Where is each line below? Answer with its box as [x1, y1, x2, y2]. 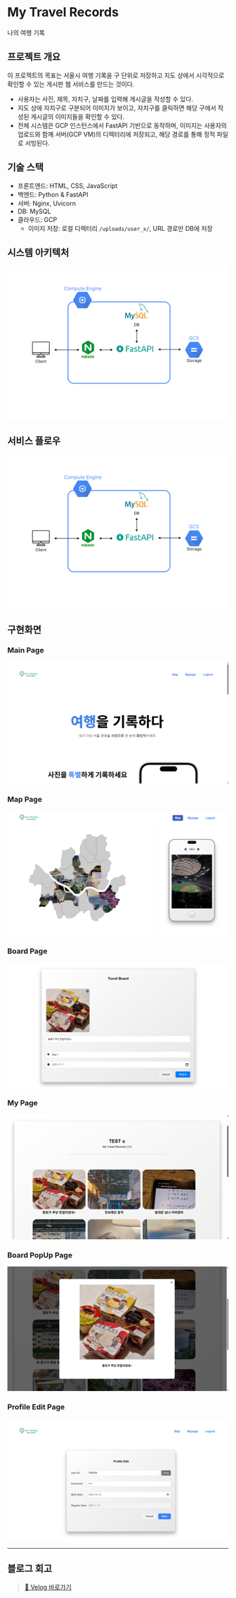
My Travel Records [7, 4, 119, 20]
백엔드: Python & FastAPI [17, 190, 88, 199]
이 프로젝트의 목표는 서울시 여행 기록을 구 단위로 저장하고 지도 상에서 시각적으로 [7, 71, 225, 80]
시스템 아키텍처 [7, 246, 70, 258]
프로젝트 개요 [7, 51, 61, 63]
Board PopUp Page [7, 1250, 72, 1260]
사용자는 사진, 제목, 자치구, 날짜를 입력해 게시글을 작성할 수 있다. [17, 94, 194, 103]
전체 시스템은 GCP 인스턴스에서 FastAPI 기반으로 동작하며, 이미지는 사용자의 [17, 121, 227, 130]
